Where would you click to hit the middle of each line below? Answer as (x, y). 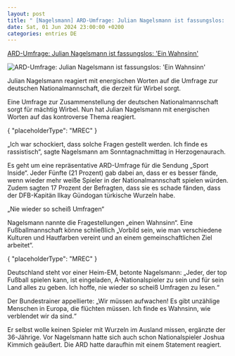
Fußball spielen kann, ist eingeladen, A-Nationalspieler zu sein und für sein (115, 280)
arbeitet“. (20, 245)
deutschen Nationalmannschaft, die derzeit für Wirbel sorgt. (94, 88)
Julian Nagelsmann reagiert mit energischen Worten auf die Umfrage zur (113, 81)
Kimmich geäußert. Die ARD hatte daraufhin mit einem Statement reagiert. (114, 345)
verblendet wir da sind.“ (42, 316)
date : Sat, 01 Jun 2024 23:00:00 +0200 (66, 27)
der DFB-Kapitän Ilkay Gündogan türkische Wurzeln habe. (91, 195)
